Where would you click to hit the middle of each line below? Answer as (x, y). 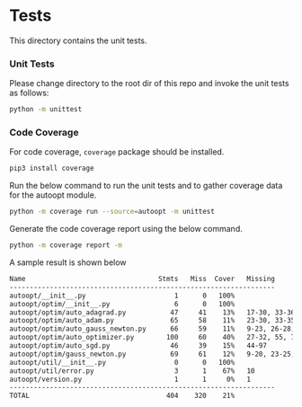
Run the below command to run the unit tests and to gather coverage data (146, 186)
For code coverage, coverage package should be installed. (117, 152)
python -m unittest (46, 110)
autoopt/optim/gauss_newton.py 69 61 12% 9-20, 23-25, (152, 354)
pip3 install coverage (52, 168)
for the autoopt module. (53, 195)
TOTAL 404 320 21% (122, 396)
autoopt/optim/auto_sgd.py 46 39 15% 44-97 (138, 346)
